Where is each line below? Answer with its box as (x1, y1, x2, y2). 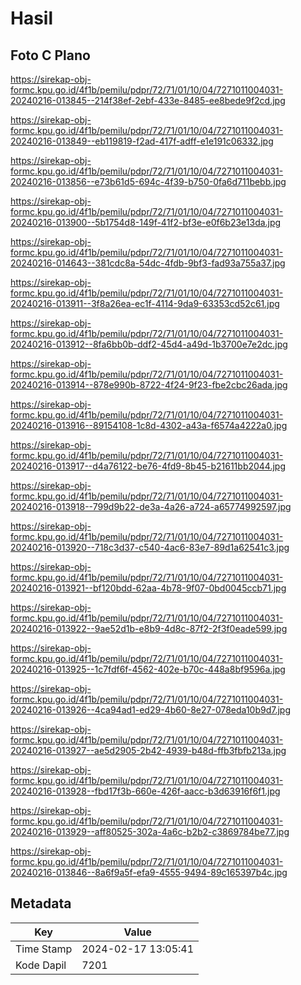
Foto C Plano (10, 47, 91, 64)
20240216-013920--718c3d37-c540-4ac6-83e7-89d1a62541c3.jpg (10, 542, 290, 553)
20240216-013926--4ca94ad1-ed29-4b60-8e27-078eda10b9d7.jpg (10, 704, 291, 716)
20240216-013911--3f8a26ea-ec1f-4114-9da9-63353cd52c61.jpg (10, 298, 280, 309)
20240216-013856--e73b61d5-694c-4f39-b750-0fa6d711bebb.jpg (10, 176, 287, 187)
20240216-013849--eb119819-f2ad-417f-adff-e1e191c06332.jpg (10, 135, 274, 147)
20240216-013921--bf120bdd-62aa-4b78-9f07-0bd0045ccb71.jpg (10, 582, 287, 594)
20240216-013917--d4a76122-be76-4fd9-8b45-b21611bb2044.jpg (10, 460, 287, 472)
